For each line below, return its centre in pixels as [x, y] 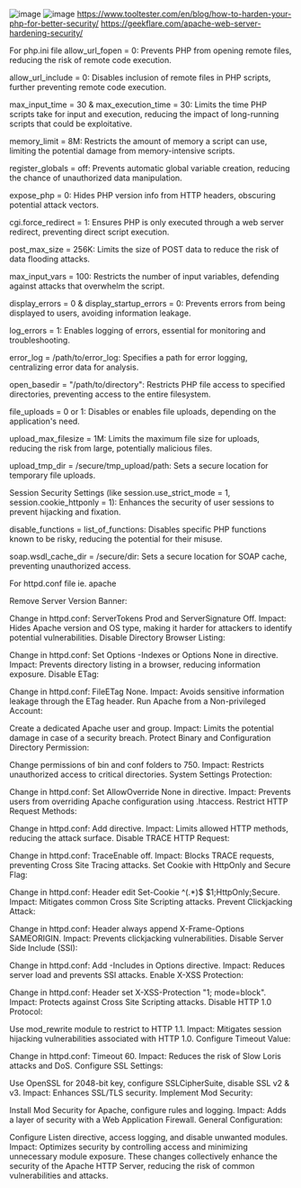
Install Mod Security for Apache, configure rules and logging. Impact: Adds [148, 1110]
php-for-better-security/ [54, 23]
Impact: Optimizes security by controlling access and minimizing [129, 1147]
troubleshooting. [40, 340]
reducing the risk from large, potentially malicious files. [111, 448]
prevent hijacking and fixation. [65, 512]
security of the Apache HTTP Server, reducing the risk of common [132, 1166]
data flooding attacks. [50, 259]
